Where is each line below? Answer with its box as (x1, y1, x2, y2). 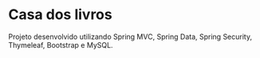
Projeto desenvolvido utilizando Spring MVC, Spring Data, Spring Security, (8, 32, 253, 41)
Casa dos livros (8, 6, 113, 24)
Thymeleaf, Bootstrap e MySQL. (8, 40, 113, 49)
